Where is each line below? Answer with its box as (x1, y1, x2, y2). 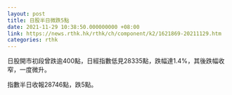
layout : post (7, 10, 46, 18)
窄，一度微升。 (7, 65, 51, 74)
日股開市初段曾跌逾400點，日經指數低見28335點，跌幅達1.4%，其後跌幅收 (7, 57, 225, 65)
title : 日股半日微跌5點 (7, 17, 70, 24)
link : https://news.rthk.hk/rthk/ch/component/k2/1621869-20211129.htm (7, 30, 221, 37)
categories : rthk (7, 37, 58, 44)
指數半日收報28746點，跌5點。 (7, 80, 98, 89)
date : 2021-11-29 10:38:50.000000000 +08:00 (7, 23, 140, 30)
